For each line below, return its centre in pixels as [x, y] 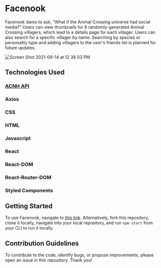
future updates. [20, 48]
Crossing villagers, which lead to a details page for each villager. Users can [80, 32]
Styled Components [29, 190]
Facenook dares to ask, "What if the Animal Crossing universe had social [78, 22]
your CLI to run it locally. [29, 228]
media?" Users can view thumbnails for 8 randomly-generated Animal [75, 27]
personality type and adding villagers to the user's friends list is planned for [80, 42]
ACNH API [17, 86]
